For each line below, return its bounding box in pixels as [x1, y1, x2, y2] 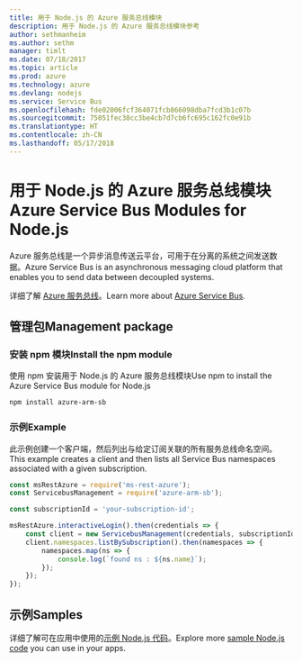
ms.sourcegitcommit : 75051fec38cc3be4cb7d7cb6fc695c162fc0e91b [9, 113, 252, 122]
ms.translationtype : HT [9, 122, 99, 131]
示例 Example [9, 421, 67, 433]
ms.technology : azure [9, 80, 91, 89]
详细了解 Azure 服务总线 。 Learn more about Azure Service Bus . [9, 290, 245, 301]
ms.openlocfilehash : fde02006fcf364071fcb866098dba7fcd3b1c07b [9, 105, 252, 114]
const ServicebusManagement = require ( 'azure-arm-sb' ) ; [9, 488, 223, 498]
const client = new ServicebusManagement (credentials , [25, 530, 235, 539]
